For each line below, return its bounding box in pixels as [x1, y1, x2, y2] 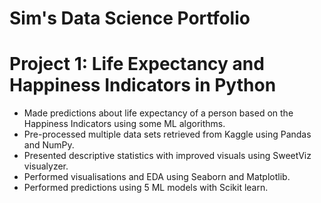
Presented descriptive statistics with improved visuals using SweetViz [23, 150, 312, 162]
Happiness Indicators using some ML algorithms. [23, 118, 226, 130]
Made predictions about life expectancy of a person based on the [23, 107, 294, 119]
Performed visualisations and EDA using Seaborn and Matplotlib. [23, 171, 291, 183]
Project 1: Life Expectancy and [9, 53, 265, 76]
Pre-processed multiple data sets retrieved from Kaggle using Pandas [23, 128, 312, 141]
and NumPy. [23, 139, 75, 151]
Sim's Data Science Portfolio [9, 7, 251, 30]
